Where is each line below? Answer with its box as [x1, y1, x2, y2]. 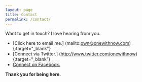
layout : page [5, 7, 33, 13]
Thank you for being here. [5, 71, 61, 77]
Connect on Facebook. [12, 61, 61, 68]
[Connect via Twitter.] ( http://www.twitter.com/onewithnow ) [12, 51, 138, 57]
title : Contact [5, 12, 38, 17]
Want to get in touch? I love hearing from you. [5, 31, 100, 37]
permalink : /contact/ [5, 17, 51, 22]
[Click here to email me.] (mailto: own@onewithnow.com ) [12, 40, 131, 46]
